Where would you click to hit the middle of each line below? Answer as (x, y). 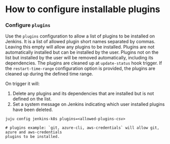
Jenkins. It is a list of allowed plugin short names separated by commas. (80, 42)
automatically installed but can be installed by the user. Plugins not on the (82, 52)
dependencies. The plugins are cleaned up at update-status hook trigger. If (84, 63)
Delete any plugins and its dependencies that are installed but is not (83, 94)
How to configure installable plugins (83, 9)
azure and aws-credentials (34, 132)
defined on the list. (32, 99)
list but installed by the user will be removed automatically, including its (79, 58)
